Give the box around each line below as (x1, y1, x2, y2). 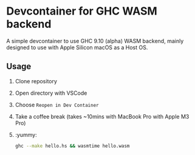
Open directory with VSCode (15, 89, 87, 97)
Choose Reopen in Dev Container (15, 101, 99, 108)
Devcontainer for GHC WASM (6, 4, 158, 18)
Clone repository (15, 77, 58, 84)
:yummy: (15, 131, 38, 138)
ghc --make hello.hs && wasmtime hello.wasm (15, 143, 130, 149)
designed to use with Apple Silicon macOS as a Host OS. (6, 44, 148, 51)
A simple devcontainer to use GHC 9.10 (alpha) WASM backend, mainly (6, 37, 184, 44)
